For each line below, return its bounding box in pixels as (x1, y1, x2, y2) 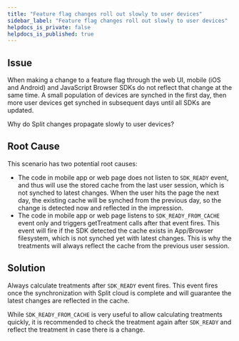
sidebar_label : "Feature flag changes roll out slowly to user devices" (7, 17, 228, 24)
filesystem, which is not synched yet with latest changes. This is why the (17, 233, 232, 243)
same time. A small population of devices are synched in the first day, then (7, 91, 227, 100)
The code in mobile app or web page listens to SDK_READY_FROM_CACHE (17, 211, 220, 220)
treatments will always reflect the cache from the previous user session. (17, 241, 230, 250)
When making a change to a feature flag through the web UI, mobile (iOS (7, 76, 221, 84)
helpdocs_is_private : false (7, 24, 91, 31)
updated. (7, 106, 34, 115)
